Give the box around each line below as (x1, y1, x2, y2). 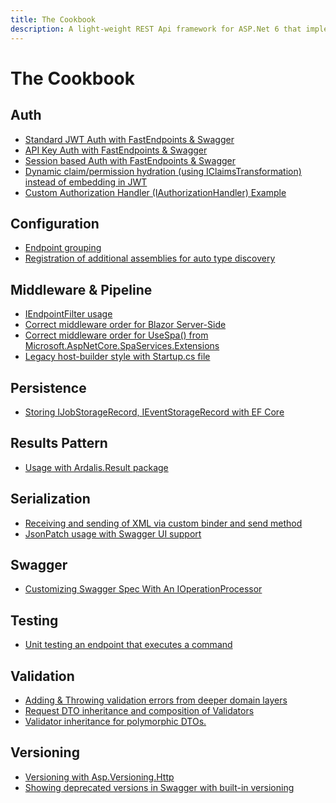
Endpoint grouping (24, 242, 102, 254)
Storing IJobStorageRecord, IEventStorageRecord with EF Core (24, 406, 285, 418)
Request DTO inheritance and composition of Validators (24, 705, 255, 716)
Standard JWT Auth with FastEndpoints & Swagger (24, 133, 235, 145)
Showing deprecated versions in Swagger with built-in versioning (24, 781, 295, 793)
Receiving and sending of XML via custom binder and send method (24, 517, 303, 529)
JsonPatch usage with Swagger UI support (24, 527, 202, 540)
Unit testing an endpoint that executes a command (24, 639, 233, 651)
